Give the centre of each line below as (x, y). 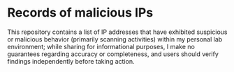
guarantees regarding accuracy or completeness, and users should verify (113, 54)
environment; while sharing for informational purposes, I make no (101, 46)
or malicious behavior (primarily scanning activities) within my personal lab (115, 39)
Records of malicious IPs (80, 13)
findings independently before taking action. (71, 61)
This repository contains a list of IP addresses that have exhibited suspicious (117, 32)
